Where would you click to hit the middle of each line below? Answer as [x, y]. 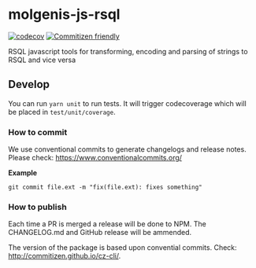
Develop [29, 84]
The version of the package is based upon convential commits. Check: [123, 248]
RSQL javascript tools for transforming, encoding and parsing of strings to [128, 51]
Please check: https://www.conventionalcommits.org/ [95, 158]
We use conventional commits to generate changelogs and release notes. [127, 149]
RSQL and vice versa [42, 60]
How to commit [38, 132]
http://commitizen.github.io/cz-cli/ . [65, 256]
